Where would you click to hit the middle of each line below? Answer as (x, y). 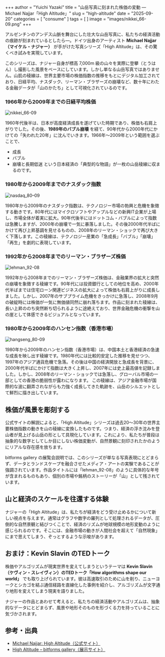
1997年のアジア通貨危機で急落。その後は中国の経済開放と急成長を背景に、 (81, 362)
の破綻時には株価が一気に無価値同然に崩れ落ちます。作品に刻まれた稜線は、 (82, 302)
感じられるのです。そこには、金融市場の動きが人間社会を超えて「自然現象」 (82, 530)
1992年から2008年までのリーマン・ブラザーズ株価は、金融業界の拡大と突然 (82, 278)
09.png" (14, 24)
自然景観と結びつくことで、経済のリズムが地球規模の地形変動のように (89, 524)
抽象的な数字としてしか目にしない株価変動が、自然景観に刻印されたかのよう (83, 441)
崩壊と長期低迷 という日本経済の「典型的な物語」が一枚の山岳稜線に (82, 164)
